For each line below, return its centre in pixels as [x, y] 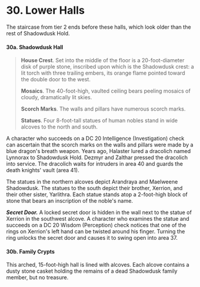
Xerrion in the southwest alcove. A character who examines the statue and [98, 219]
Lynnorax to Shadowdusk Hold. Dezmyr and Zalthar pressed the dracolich [97, 158]
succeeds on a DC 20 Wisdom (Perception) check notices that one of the [96, 225]
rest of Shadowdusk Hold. [38, 33]
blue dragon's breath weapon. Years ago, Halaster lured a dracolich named [99, 151]
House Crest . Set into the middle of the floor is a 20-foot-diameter [103, 60]
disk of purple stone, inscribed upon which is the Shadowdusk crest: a [107, 67]
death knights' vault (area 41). [43, 170]
